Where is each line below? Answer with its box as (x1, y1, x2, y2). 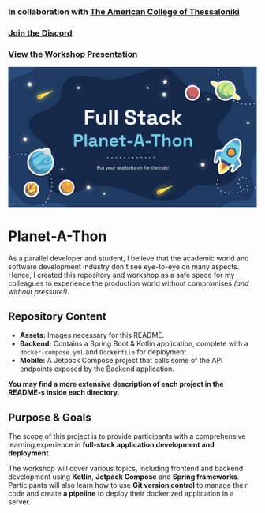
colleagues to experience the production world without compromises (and (8, 279, 249, 288)
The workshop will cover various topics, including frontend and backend (8, 464, 243, 474)
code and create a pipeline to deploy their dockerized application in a (8, 489, 234, 499)
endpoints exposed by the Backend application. (19, 364, 175, 373)
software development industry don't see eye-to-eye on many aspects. (8, 261, 240, 271)
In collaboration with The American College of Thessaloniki (8, 6, 240, 17)
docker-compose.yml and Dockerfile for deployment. (19, 347, 189, 357)
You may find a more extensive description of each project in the (8, 380, 224, 389)
